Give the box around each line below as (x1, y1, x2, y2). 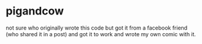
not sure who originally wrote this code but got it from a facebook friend (6, 24, 188, 31)
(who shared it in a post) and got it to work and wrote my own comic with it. (6, 30, 196, 37)
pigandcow (6, 4, 64, 18)
